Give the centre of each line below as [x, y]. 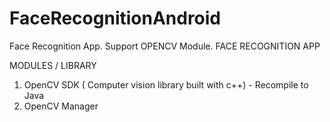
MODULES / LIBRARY [53, 65]
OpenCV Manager [61, 106]
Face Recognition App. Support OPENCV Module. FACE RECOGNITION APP [165, 46]
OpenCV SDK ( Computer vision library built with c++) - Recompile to [166, 84]
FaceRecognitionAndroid [115, 18]
